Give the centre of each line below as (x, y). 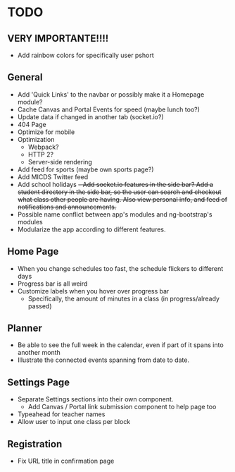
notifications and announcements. (67, 207)
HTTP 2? (41, 154)
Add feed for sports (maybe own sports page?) (85, 169)
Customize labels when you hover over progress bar (93, 291)
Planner (25, 328)
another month (39, 353)
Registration (35, 444)
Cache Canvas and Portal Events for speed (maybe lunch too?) (109, 109)
